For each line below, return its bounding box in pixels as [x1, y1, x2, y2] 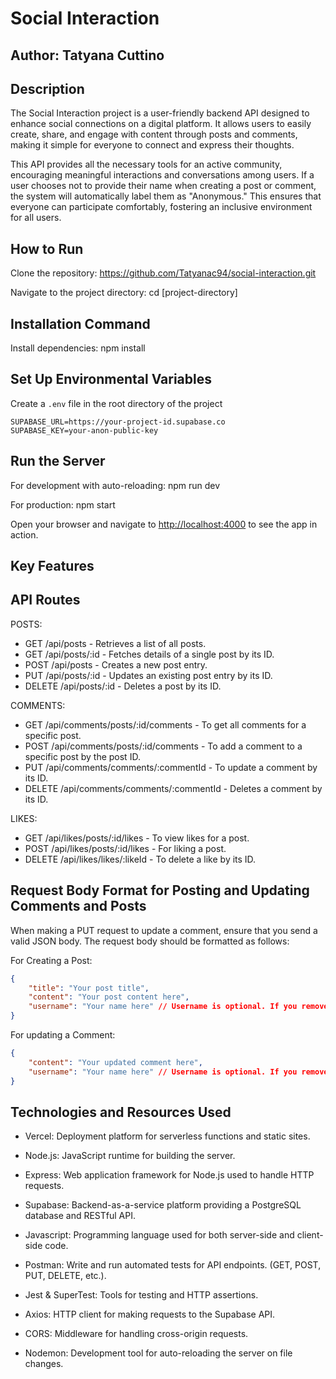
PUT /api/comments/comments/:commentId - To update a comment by [24, 761, 318, 773]
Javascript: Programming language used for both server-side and [24, 1229, 295, 1241]
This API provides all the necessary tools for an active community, [10, 158, 283, 171]
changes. [24, 1358, 64, 1370]
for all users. [10, 212, 62, 224]
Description [10, 80, 85, 97]
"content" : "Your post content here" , [28, 992, 190, 1002]
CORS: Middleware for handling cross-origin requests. [24, 1328, 249, 1340]
